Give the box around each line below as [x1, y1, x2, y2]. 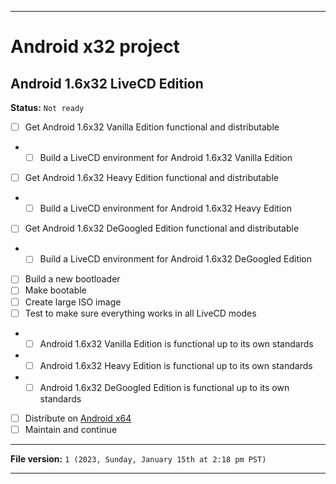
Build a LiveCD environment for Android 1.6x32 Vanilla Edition [39, 152, 293, 164]
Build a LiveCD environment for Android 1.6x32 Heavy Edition [39, 202, 292, 215]
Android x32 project [10, 36, 180, 58]
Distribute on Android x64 [24, 412, 132, 424]
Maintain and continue [24, 423, 118, 435]
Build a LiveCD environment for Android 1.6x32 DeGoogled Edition [39, 253, 313, 265]
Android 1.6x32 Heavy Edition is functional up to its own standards [39, 359, 313, 371]
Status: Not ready [10, 102, 85, 113]
